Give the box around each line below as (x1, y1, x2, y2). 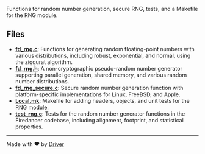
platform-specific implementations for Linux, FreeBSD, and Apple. (15, 91, 181, 98)
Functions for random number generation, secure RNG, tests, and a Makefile (6, 5, 198, 12)
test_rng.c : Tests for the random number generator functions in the (15, 110, 185, 117)
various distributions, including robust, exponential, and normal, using (15, 52, 191, 59)
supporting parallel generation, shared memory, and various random (15, 71, 187, 79)
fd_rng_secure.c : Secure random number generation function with (15, 84, 184, 91)
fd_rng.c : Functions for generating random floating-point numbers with (15, 45, 195, 52)
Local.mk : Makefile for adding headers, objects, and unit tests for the (15, 97, 190, 104)
